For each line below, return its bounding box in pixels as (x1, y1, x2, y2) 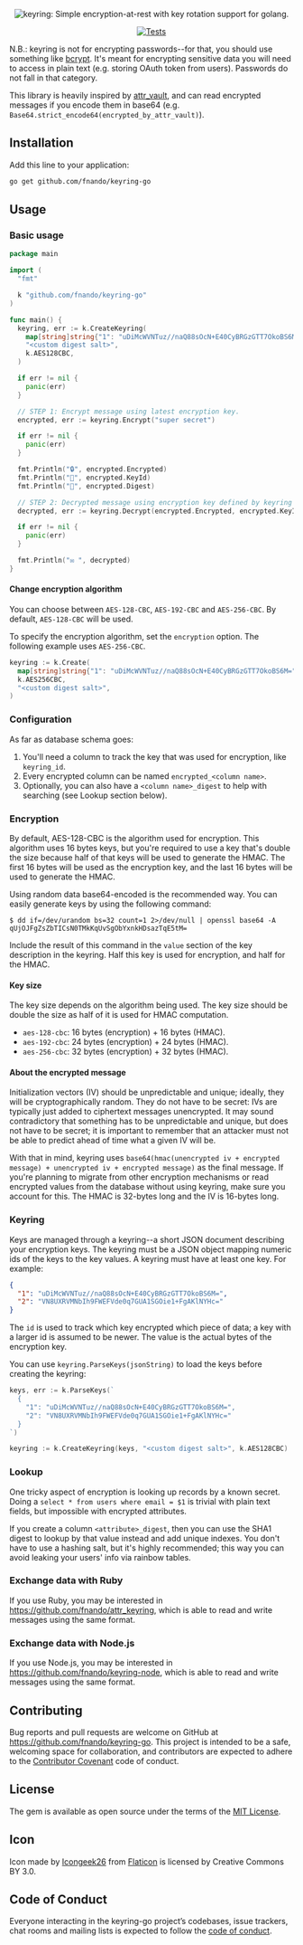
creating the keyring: (9, 1369, 87, 1380)
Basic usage (9, 229, 65, 242)
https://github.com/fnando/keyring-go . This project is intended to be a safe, (9, 1736, 291, 1747)
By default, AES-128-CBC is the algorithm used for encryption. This (9, 832, 260, 843)
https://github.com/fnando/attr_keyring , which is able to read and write (9, 1604, 273, 1615)
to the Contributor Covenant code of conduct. (9, 1755, 179, 1766)
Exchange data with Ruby (9, 1574, 124, 1587)
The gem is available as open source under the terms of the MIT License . (9, 1806, 281, 1817)
